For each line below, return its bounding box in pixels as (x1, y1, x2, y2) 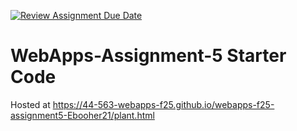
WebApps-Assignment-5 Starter (10, 45, 287, 67)
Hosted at (10, 98, 51, 110)
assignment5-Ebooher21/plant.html (10, 109, 155, 121)
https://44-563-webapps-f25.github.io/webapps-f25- (52, 98, 275, 110)
